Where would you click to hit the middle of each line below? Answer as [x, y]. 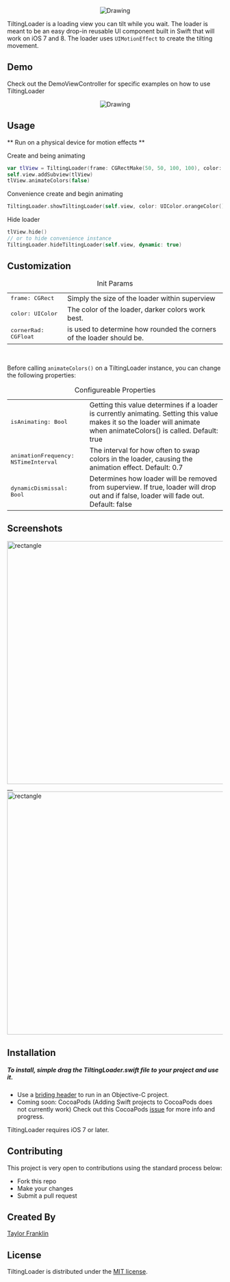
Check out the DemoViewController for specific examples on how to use [109, 84]
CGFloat [22, 337]
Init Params [115, 283]
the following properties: [42, 375]
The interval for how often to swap [144, 450]
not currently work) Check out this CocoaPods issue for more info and [116, 1109]
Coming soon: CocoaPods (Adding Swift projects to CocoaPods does [115, 1102]
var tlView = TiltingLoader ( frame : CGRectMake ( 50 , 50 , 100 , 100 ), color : [115, 168]
